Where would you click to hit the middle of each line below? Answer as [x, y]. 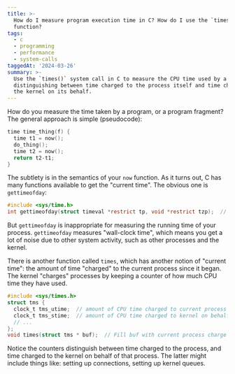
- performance [34, 53]
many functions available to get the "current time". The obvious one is [108, 185]
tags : [15, 33]
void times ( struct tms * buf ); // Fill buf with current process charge [117, 335]
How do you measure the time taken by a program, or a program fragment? [115, 112]
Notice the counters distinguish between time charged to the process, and [114, 348]
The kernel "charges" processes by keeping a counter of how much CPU [112, 276]
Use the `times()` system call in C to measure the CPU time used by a [120, 79]
